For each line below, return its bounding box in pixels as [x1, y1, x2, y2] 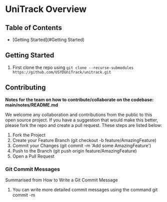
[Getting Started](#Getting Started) [12, 36, 85, 42]
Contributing [5, 83, 46, 92]
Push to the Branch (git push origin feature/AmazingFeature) [12, 147, 137, 153]
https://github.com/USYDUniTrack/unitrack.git [12, 69, 111, 74]
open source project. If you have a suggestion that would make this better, [5, 116, 158, 123]
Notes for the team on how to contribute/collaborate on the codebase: [5, 96, 154, 102]
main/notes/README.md [5, 101, 58, 108]
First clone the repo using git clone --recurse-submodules [12, 64, 134, 70]
